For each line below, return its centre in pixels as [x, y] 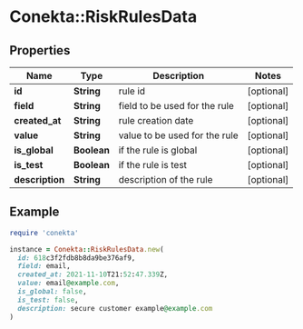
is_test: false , [48, 300]
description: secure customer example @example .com [115, 308]
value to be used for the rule [178, 135]
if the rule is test [153, 165]
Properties [40, 50]
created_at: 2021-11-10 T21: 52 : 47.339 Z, [93, 274]
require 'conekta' [44, 233]
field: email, [44, 266]
